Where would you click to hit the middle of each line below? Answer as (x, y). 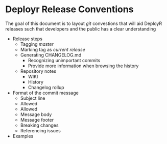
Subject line (33, 98)
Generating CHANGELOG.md (51, 55)
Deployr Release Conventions (69, 9)
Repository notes (38, 71)
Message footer (37, 120)
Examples (23, 136)
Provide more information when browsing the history (83, 66)
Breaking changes (39, 125)
